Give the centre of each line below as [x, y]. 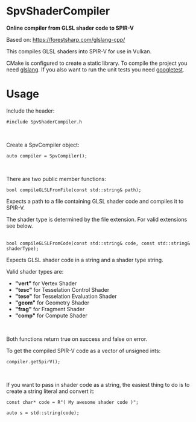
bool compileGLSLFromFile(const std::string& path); [74, 190]
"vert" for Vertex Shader [46, 283]
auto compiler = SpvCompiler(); [47, 156]
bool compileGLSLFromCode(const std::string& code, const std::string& [98, 243]
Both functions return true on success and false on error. [77, 339]
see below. [20, 226]
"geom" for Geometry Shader [52, 302]
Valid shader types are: [35, 271]
